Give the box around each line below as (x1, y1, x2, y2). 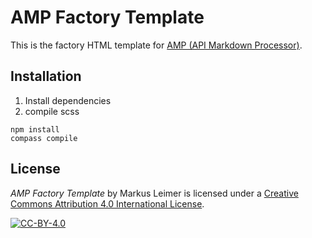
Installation (10, 68, 82, 85)
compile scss (24, 105, 80, 117)
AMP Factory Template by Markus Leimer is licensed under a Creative (10, 187, 299, 199)
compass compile (10, 133, 78, 143)
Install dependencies (24, 94, 112, 106)
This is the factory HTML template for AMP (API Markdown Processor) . (10, 39, 303, 51)
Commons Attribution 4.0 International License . (10, 197, 205, 210)
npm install (10, 124, 60, 135)
